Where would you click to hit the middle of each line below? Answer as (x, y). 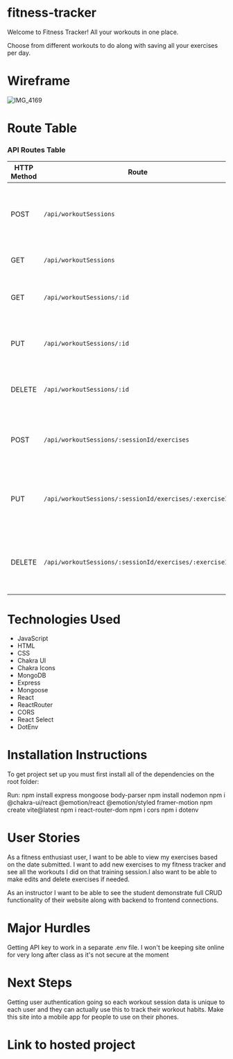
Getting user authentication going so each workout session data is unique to (116, 1002)
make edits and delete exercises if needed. (69, 879)
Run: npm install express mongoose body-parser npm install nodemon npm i (116, 795)
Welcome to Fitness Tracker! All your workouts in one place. (93, 32)
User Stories (44, 838)
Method (24, 176)
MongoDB (32, 676)
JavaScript (33, 639)
